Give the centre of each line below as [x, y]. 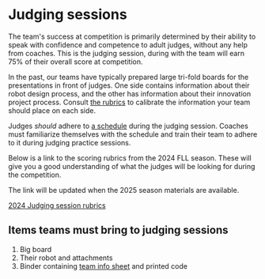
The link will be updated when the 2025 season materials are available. [124, 190]
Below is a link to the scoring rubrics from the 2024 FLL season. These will [130, 158]
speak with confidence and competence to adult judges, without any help [128, 44]
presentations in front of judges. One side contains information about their [129, 85]
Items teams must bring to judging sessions [118, 230]
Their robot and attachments [66, 258]
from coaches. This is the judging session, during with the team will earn [127, 53]
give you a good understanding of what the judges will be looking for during [132, 166]
